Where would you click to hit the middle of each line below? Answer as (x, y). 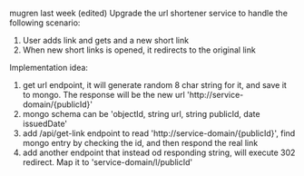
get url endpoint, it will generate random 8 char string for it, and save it (155, 85)
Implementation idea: (49, 68)
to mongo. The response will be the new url (104, 95)
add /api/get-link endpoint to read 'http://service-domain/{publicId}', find (159, 133)
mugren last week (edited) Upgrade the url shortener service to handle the (149, 13)
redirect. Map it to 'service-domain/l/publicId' (108, 162)
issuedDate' (45, 123)
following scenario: (45, 23)
